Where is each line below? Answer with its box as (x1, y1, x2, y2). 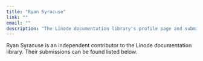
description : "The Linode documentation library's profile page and (6, 25, 182, 32)
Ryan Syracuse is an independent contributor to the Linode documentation (6, 42, 192, 49)
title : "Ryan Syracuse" (6, 8, 66, 15)
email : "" (6, 20, 31, 26)
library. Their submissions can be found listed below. (6, 48, 138, 56)
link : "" (6, 14, 28, 20)
